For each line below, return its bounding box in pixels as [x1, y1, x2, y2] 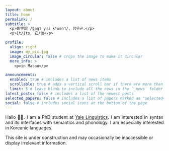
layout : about [5, 7, 35, 13]
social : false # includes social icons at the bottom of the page [5, 100, 147, 106]
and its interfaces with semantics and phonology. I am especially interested [5, 119, 164, 126]
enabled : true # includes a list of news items [10, 77, 112, 82]
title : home [5, 12, 30, 17]
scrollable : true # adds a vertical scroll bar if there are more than [10, 82, 163, 87]
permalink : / [5, 17, 33, 22]
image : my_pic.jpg [10, 49, 49, 54]
